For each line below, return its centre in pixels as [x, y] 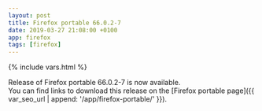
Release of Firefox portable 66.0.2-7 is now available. [94, 83]
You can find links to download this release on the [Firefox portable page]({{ [131, 91]
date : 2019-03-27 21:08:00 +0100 [63, 30]
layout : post [30, 15]
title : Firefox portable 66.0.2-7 [65, 23]
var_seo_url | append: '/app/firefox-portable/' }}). [88, 99]
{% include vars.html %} [48, 67]
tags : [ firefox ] [35, 45]
